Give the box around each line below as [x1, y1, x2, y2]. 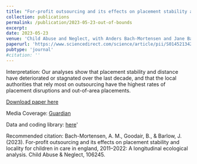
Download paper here [6, 98, 59, 105]
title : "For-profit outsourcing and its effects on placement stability [6, 8, 188, 15]
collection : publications [6, 14, 69, 20]
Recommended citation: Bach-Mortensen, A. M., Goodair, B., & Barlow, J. [6, 132, 182, 139]
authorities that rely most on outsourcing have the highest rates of [6, 80, 166, 88]
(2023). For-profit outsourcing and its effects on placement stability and [6, 138, 180, 145]
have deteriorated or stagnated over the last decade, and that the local [6, 74, 177, 81]
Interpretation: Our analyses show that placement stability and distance [6, 68, 179, 75]
